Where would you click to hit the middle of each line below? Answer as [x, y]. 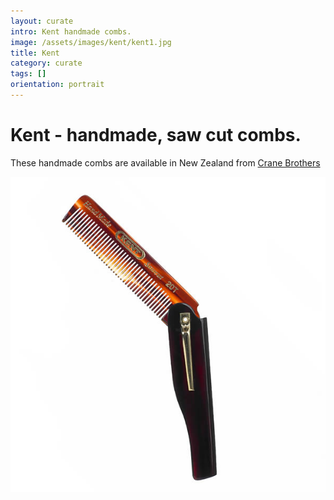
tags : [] [28, 74]
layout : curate [42, 21]
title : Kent [35, 53]
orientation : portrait [57, 85]
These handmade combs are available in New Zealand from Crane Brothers [165, 162]
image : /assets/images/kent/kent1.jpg [91, 42]
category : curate [46, 63]
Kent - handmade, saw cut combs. [156, 135]
